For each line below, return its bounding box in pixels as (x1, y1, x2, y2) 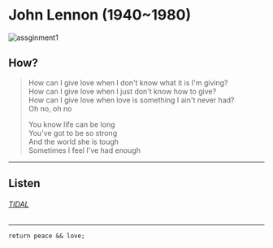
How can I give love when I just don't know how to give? (28, 86, 217, 96)
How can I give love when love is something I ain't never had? (28, 95, 235, 105)
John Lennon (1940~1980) (8, 6, 192, 24)
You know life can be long (28, 120, 115, 129)
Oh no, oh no (28, 103, 72, 113)
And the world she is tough (28, 137, 119, 146)
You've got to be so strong (28, 128, 118, 137)
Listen (8, 176, 41, 190)
